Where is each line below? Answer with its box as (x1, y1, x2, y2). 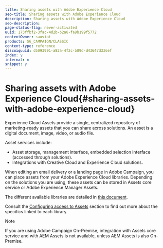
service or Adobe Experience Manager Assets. (5, 184, 99, 191)
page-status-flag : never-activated (5, 25, 77, 30)
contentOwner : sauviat (5, 35, 51, 40)
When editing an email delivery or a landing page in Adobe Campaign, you (5, 169, 154, 175)
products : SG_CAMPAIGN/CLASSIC (5, 39, 69, 44)
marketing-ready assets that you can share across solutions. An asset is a (5, 125, 153, 131)
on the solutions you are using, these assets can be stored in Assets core (5, 180, 152, 185)
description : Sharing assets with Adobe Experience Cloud (5, 16, 125, 21)
